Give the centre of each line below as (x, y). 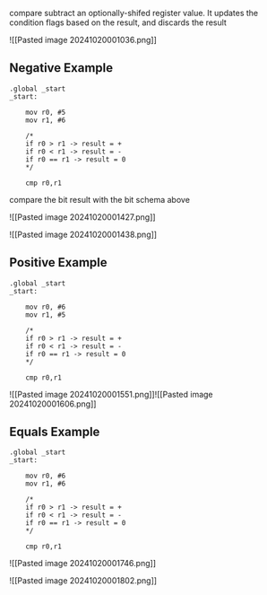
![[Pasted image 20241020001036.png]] (83, 40)
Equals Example (55, 432)
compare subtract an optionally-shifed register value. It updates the (134, 13)
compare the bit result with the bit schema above (100, 199)
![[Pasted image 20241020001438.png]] (83, 234)
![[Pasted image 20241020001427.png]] (82, 217)
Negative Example (61, 68)
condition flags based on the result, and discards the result (118, 22)
